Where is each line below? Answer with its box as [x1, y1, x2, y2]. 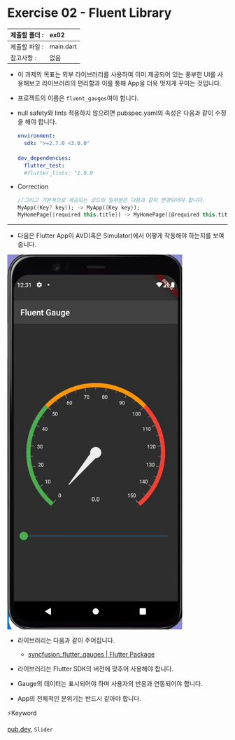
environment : [17, 132, 56, 139]
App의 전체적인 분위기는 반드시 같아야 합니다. [17, 694, 142, 703]
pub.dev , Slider [7, 725, 54, 734]
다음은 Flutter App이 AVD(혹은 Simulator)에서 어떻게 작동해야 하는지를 [17, 231, 212, 240]
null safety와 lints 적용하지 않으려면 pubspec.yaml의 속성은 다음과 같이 [17, 109, 214, 117]
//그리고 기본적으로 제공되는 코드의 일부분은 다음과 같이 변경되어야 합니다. [17, 196, 206, 204]
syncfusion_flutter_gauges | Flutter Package [27, 650, 155, 659]
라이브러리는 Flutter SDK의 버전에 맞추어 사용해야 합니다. [17, 664, 173, 673]
